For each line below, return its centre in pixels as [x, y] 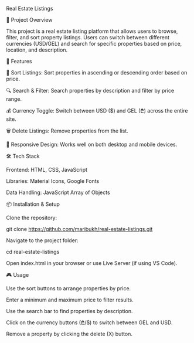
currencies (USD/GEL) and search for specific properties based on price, [94, 44]
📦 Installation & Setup [33, 204]
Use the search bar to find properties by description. [69, 311]
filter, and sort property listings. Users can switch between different [88, 37]
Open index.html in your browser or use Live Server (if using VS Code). [92, 263]
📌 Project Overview [29, 20]
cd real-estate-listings [33, 252]
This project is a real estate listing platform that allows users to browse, [92, 31]
